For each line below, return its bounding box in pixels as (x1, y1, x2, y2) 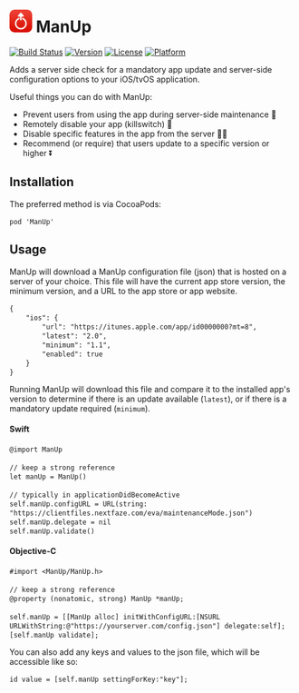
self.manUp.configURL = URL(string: (9, 500, 148, 509)
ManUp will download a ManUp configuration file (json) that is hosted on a (9, 266, 287, 277)
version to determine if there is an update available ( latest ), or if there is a (9, 393, 287, 404)
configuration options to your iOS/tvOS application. (9, 74, 200, 84)
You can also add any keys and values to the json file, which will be (9, 646, 260, 658)
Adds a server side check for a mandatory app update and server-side (9, 64, 273, 74)
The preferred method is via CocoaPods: (9, 198, 161, 209)
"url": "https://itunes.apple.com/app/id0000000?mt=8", (42, 322, 257, 332)
